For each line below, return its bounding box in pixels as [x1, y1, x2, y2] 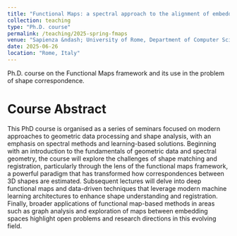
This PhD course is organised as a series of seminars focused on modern [7, 124, 221, 132]
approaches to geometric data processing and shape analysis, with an [7, 132, 212, 140]
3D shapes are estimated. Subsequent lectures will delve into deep [7, 177, 202, 185]
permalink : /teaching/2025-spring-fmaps [7, 30, 128, 37]
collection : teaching [7, 17, 71, 24]
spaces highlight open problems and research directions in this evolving [7, 214, 217, 223]
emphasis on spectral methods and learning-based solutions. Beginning [7, 139, 217, 148]
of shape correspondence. [7, 76, 85, 85]
